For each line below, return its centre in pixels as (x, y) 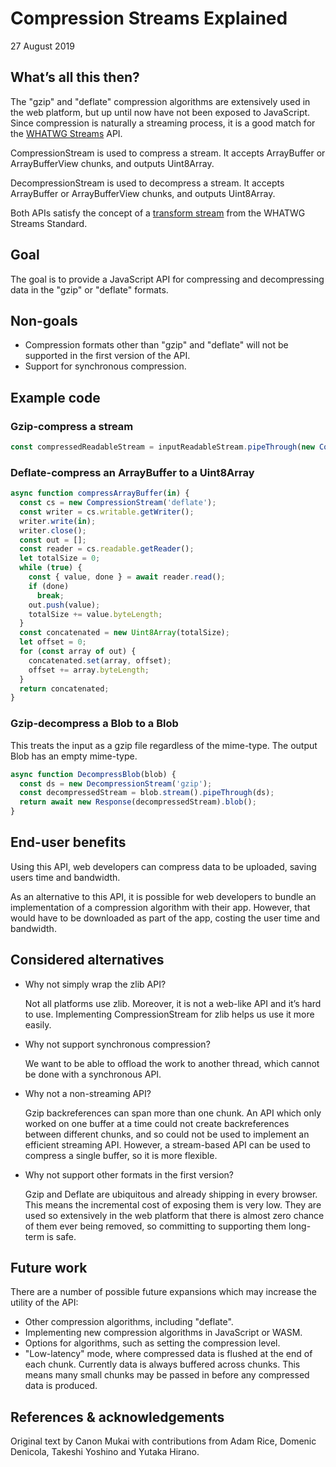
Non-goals (44, 320)
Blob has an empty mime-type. (74, 756)
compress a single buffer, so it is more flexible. (121, 1155)
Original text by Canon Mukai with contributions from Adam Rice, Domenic (163, 1441)
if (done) (49, 586)
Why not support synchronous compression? (117, 1044)
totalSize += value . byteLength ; (95, 614)
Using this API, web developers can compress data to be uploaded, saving (163, 866)
